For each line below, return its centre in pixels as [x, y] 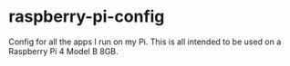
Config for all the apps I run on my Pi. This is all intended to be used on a [145, 42]
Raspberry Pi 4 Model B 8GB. [64, 51]
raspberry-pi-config [87, 17]
